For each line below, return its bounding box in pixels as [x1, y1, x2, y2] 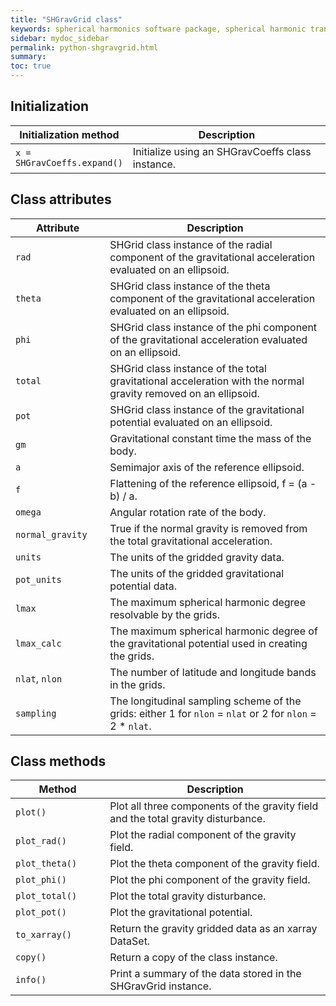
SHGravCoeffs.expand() [15, 157, 123, 168]
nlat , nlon [15, 671, 63, 685]
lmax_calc [15, 637, 62, 649]
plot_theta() [15, 858, 78, 870]
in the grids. [109, 677, 166, 691]
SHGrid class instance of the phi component [109, 320, 318, 334]
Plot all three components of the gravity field [109, 799, 319, 813]
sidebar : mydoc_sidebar [10, 33, 110, 43]
